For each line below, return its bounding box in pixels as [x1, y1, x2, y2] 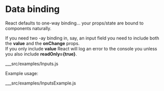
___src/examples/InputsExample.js [5, 80, 76, 86]
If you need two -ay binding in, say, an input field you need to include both [5, 35, 159, 41]
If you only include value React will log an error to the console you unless [5, 45, 157, 51]
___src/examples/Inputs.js [5, 60, 59, 66]
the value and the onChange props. [5, 40, 80, 46]
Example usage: [5, 70, 39, 76]
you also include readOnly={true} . [5, 51, 77, 57]
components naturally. [5, 25, 52, 31]
